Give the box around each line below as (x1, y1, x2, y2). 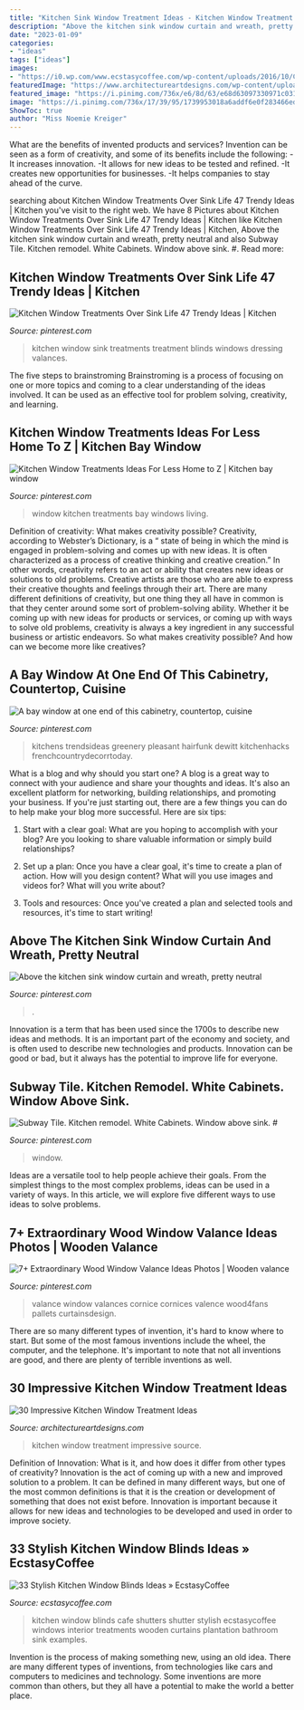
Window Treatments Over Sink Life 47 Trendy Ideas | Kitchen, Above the (9, 224, 280, 235)
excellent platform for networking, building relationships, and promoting (9, 787, 277, 798)
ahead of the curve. (9, 178, 83, 188)
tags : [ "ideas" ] (9, 55, 71, 64)
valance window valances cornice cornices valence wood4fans (31, 1299, 269, 1309)
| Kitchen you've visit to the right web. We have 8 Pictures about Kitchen (9, 205, 280, 216)
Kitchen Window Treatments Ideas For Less (9, 425, 261, 440)
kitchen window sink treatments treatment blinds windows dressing (31, 342, 283, 353)
